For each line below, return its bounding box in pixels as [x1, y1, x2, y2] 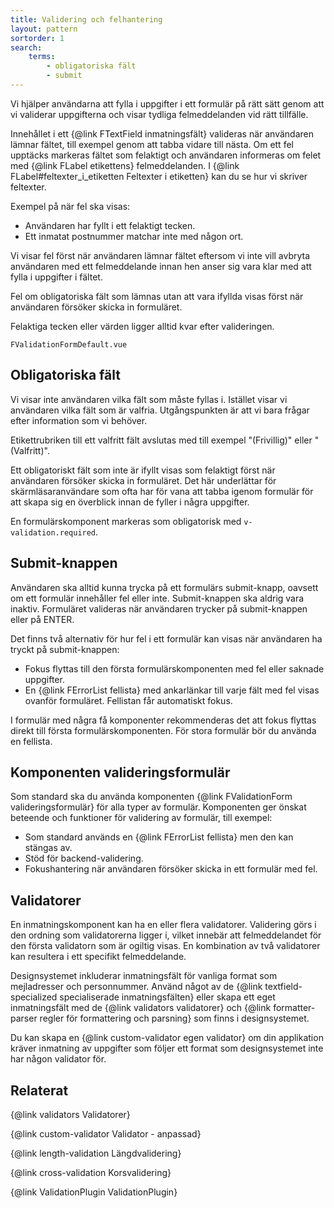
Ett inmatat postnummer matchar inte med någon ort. [24, 230, 244, 242]
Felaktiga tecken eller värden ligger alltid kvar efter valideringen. [10, 320, 275, 332]
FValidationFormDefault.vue [10, 339, 128, 350]
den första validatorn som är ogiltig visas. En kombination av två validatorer [10, 940, 321, 952]
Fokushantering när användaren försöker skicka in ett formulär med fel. [24, 863, 318, 875]
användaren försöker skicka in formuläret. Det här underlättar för [10, 474, 277, 486]
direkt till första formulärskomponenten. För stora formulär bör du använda [10, 724, 317, 736]
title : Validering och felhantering [10, 14, 163, 25]
